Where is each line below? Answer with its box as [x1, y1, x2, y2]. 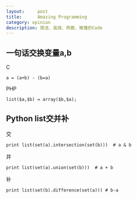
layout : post [6, 8, 48, 15]
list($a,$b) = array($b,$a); [6, 97, 77, 103]
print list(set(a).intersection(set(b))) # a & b [6, 142, 132, 148]
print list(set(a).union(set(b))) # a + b [6, 165, 114, 170]
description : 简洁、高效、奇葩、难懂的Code [6, 25, 103, 31]
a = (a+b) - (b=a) [6, 75, 51, 81]
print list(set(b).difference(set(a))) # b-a [6, 187, 118, 193]
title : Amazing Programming [6, 14, 87, 20]
